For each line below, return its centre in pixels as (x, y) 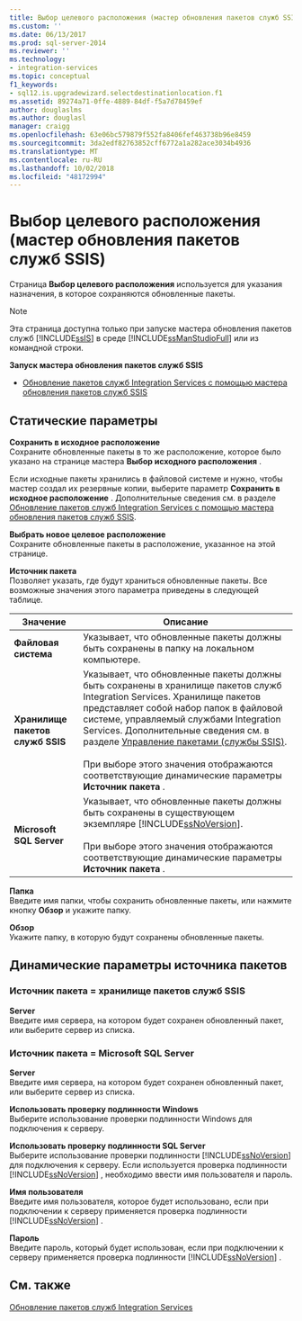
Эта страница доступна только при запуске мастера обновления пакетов (151, 328)
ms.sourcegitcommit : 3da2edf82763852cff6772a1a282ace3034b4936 (130, 143)
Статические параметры (84, 421)
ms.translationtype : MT (54, 151)
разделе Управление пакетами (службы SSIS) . (185, 741)
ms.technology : (38, 59)
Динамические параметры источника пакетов (148, 965)
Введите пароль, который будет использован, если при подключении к (147, 1247)
